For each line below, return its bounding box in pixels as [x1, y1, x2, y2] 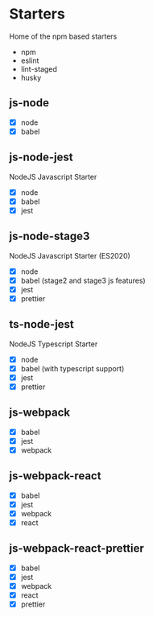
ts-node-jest [9, 317, 75, 331]
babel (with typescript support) [20, 363, 125, 373]
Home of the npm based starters [9, 31, 118, 41]
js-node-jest [9, 151, 73, 164]
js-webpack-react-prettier [9, 541, 144, 556]
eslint [20, 56, 39, 65]
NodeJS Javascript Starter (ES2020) [9, 251, 131, 260]
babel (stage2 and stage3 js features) [20, 275, 146, 285]
